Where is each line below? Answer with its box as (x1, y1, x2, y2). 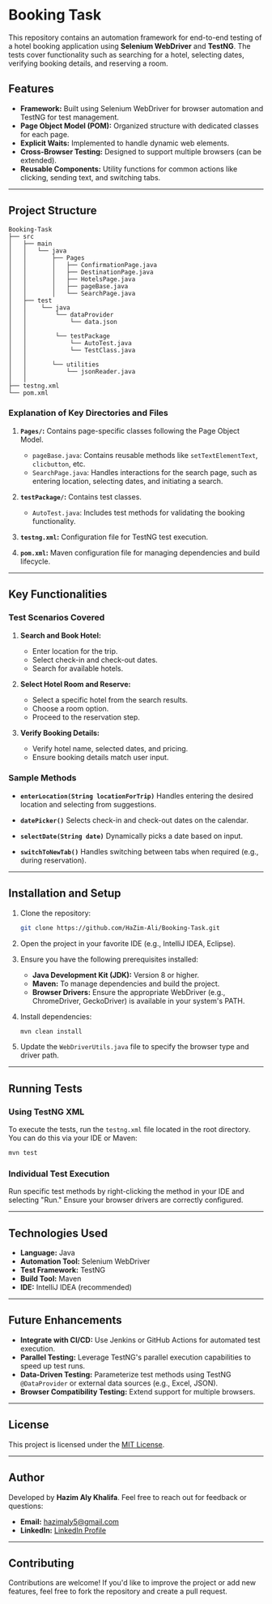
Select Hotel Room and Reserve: (19, 679, 131, 689)
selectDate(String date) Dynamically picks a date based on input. (19, 831, 243, 841)
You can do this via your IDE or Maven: (8, 1133, 138, 1143)
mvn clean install (19, 1027, 83, 1035)
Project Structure (8, 204, 97, 218)
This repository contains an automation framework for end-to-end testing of (8, 32, 262, 42)
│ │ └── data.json (8, 318, 117, 326)
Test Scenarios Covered (8, 612, 105, 623)
